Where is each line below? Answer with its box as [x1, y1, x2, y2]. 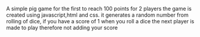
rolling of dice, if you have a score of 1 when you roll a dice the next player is [6, 18, 195, 24]
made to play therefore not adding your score [6, 24, 118, 31]
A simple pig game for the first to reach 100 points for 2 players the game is [6, 5, 192, 12]
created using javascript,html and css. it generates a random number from [6, 11, 189, 18]
